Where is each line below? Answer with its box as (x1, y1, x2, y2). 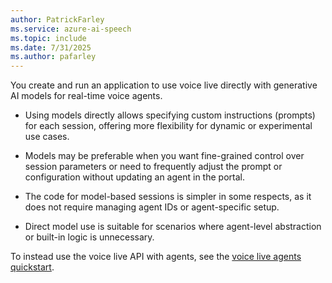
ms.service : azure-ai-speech (10, 24, 132, 34)
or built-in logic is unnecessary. (24, 231, 155, 243)
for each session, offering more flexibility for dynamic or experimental (24, 120, 313, 132)
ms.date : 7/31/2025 (10, 42, 92, 53)
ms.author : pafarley (10, 52, 97, 62)
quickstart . (10, 261, 55, 273)
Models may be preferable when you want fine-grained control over (24, 150, 305, 162)
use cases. (24, 131, 70, 143)
